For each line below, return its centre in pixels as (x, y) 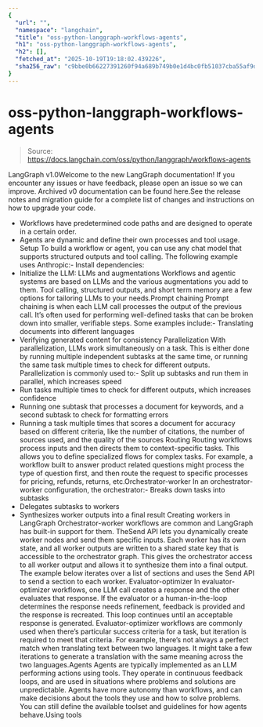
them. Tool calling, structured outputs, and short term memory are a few (136, 289)
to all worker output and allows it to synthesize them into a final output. (133, 565)
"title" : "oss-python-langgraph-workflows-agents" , (101, 37)
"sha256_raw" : (38, 67)
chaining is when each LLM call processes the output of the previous (131, 306)
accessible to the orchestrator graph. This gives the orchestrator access (136, 556)
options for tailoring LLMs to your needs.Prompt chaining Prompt (124, 298)
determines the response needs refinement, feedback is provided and (132, 606)
